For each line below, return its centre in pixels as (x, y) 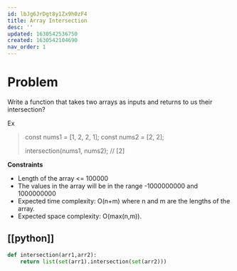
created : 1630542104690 (43, 41)
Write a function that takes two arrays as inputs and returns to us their (110, 102)
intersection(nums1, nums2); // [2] (75, 151)
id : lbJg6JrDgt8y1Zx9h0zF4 (47, 14)
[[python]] (31, 239)
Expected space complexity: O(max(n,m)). (80, 216)
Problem (33, 82)
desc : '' (20, 27)
